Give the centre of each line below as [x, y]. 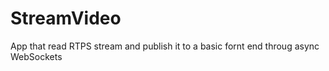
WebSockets [36, 56]
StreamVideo [66, 18]
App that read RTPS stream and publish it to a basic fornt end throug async [165, 46]
